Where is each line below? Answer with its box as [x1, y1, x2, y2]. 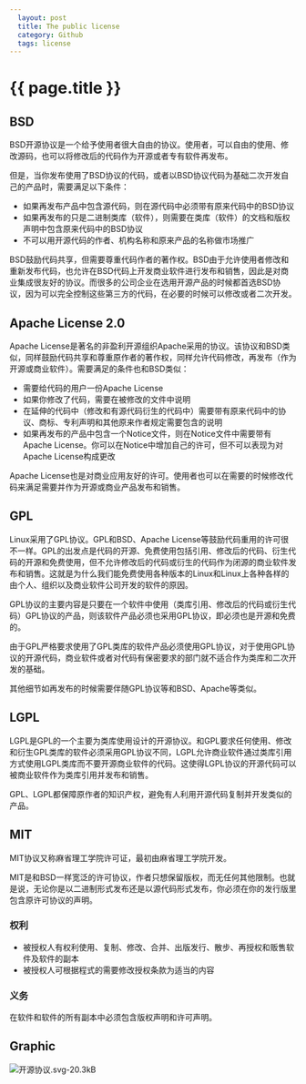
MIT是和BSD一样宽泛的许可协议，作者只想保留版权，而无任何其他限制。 [9, 871, 280, 883]
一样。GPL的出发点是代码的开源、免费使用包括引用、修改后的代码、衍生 [16, 545, 289, 556]
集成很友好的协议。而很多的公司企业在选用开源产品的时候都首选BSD [16, 277, 273, 288]
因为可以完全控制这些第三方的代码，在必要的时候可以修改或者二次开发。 [25, 289, 297, 299]
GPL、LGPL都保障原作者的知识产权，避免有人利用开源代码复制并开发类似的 [9, 788, 293, 799]
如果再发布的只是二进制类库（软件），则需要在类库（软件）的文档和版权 [22, 212, 291, 223]
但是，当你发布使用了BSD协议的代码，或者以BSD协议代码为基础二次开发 [9, 170, 281, 181]
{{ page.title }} [9, 78, 122, 98]
